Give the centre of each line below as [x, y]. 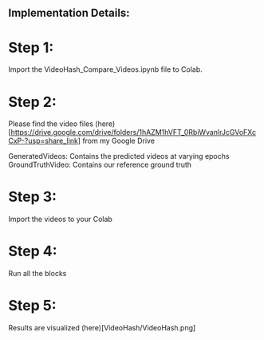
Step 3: [33, 197]
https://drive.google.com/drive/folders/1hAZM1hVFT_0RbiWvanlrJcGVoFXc [134, 132]
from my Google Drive [119, 141]
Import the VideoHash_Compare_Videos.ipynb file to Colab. [106, 69]
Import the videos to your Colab [61, 219]
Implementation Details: [69, 13]
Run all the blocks [37, 274]
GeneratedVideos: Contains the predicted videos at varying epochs [119, 156]
